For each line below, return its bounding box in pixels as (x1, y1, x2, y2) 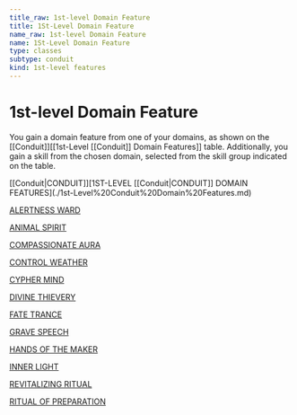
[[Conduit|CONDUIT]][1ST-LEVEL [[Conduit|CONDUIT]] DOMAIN (9, 177, 249, 189)
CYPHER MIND (9, 274, 65, 285)
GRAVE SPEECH (9, 326, 69, 337)
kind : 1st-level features (9, 64, 106, 73)
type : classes (9, 47, 63, 56)
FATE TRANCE (9, 309, 63, 320)
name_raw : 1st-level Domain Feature (9, 30, 146, 39)
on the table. (9, 160, 57, 171)
